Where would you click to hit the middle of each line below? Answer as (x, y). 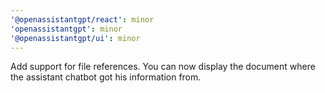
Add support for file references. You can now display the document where (163, 67)
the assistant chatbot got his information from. (106, 77)
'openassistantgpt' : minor (66, 29)
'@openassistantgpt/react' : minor (82, 19)
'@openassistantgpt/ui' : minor (75, 38)
